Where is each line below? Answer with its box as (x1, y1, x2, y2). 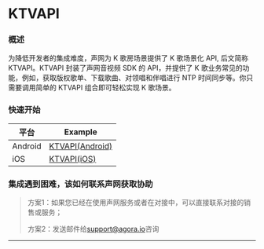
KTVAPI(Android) (49, 141, 112, 152)
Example (64, 126, 97, 137)
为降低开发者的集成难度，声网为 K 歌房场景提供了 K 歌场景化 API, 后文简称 (8, 53, 249, 63)
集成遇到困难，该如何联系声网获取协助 (8, 178, 153, 189)
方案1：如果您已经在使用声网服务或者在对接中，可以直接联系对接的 (27, 198, 244, 207)
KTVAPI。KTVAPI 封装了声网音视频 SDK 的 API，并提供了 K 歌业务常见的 (8, 64, 243, 73)
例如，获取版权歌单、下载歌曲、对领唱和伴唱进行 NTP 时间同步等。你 (21, 73, 247, 82)
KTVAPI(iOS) (49, 153, 97, 164)
